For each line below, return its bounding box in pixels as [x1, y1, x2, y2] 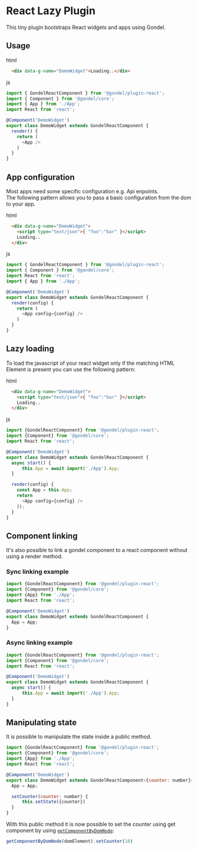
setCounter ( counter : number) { [11, 793, 88, 799]
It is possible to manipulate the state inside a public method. [6, 733, 152, 740]
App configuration [6, 172, 75, 182]
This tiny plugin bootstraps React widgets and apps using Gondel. [6, 24, 166, 31]
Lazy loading [6, 344, 54, 354]
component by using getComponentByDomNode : [6, 827, 115, 834]
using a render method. [6, 553, 63, 560]
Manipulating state [6, 718, 77, 728]
